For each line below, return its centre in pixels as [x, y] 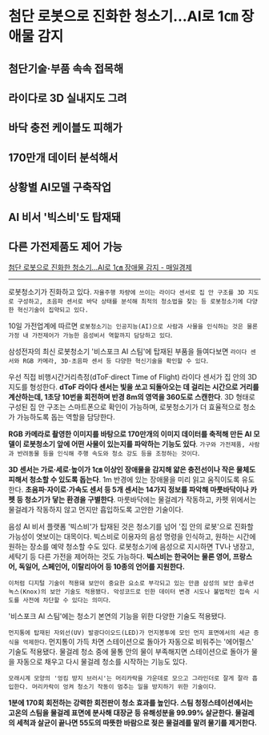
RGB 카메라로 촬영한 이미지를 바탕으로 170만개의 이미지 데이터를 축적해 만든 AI [130, 434]
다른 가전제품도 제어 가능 [65, 246]
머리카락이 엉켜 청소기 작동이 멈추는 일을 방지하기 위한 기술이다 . [124, 686]
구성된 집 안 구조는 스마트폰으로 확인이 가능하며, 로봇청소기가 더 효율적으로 [125, 407]
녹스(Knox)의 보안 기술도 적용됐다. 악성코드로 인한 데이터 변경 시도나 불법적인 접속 [129, 592]
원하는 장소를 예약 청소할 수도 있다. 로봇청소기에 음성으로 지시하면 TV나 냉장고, [131, 547]
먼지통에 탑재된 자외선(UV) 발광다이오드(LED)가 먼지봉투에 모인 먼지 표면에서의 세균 [129, 633]
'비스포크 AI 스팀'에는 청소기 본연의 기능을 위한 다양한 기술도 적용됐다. [117, 617]
